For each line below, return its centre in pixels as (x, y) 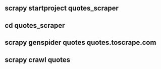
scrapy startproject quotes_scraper (62, 8)
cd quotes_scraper (35, 25)
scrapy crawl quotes (38, 60)
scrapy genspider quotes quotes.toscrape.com (80, 43)
